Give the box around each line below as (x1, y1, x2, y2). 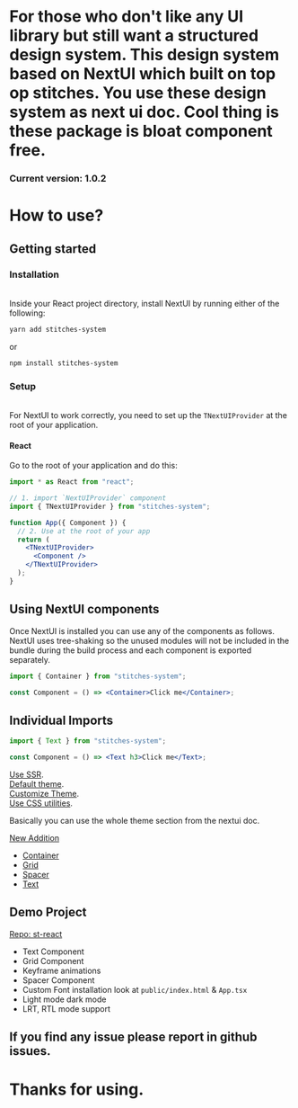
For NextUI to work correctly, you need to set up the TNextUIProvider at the (9, 410, 287, 421)
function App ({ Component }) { (9, 518, 127, 527)
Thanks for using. (9, 1079, 145, 1100)
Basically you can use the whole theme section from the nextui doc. (9, 815, 260, 826)
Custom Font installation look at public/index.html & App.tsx (22, 984, 248, 995)
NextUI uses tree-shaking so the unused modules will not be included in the (9, 635, 290, 646)
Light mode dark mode (22, 994, 107, 1005)
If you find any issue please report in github (9, 1030, 258, 1045)
